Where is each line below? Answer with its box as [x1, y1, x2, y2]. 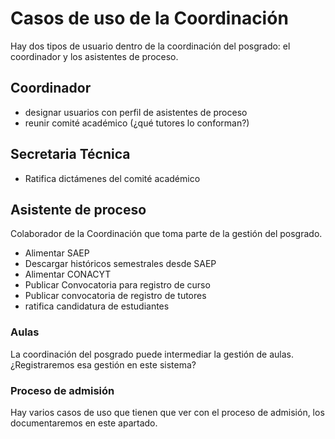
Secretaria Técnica [10, 146, 131, 163]
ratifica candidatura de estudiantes [24, 300, 170, 312]
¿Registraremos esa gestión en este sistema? [10, 358, 197, 371]
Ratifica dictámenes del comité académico [24, 172, 201, 184]
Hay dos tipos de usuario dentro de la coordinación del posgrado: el [10, 40, 291, 52]
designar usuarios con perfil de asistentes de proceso [24, 106, 248, 118]
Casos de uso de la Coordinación [10, 7, 289, 30]
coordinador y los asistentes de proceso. [10, 50, 179, 62]
